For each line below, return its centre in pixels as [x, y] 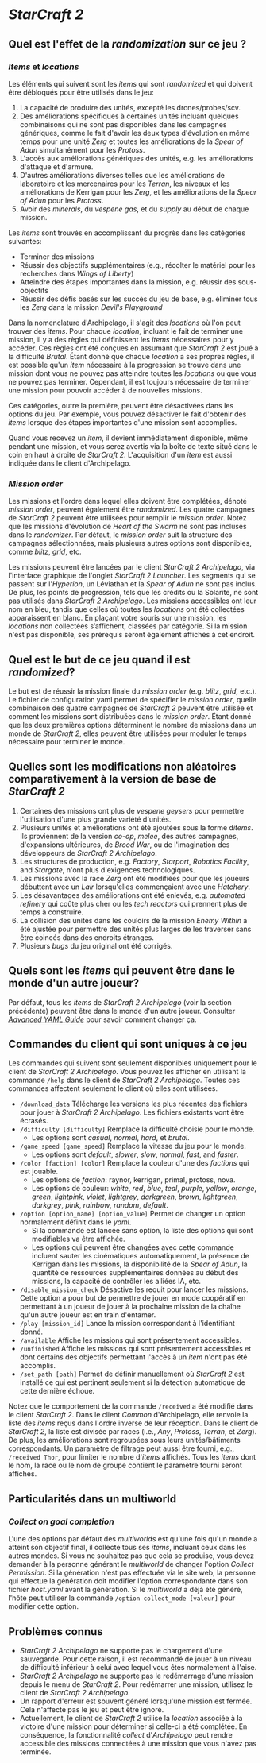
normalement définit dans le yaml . [75, 1222]
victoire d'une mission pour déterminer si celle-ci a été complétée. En [133, 1726]
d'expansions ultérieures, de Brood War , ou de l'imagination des [125, 845]
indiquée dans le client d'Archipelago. [70, 463]
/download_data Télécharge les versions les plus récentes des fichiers [133, 1104]
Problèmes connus [56, 1632]
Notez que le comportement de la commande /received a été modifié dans [131, 1406]
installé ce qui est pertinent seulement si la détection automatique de [133, 1382]
